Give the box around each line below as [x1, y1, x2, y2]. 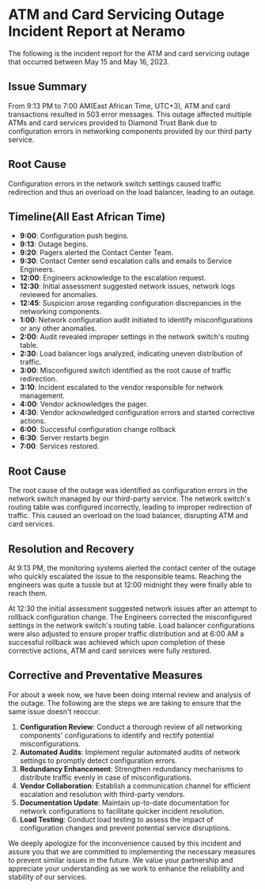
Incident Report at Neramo [8, 22, 186, 40]
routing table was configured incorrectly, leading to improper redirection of [8, 502, 252, 512]
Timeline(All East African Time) [8, 210, 166, 223]
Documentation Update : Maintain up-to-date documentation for [19, 798, 229, 807]
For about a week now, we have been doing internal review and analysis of [8, 689, 252, 699]
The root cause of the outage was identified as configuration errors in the [8, 486, 248, 495]
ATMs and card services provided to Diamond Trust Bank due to [8, 117, 218, 128]
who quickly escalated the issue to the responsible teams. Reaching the [8, 572, 242, 581]
